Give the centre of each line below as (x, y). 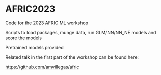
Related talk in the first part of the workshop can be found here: (72, 57)
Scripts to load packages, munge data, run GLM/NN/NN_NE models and (81, 32)
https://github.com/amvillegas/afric (42, 67)
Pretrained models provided (34, 47)
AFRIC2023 (30, 9)
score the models (24, 38)
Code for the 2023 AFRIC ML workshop (47, 23)
